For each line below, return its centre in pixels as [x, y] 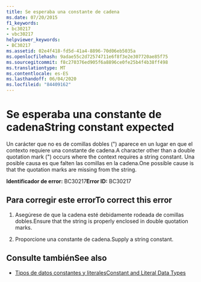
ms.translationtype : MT [36, 68]
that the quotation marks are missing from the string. [72, 169]
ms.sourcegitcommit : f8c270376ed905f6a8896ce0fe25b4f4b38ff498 [87, 62]
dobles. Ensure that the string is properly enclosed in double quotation [101, 221]
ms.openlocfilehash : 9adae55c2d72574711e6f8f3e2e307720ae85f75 [87, 57]
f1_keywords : [23, 23]
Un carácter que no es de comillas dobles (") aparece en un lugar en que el [100, 144]
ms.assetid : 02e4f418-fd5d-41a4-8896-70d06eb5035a [71, 51]
